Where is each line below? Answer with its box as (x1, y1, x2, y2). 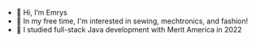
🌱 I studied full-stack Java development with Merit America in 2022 (15, 25, 242, 34)
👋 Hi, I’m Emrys (15, 8, 67, 17)
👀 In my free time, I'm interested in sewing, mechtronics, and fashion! (15, 16, 249, 26)
